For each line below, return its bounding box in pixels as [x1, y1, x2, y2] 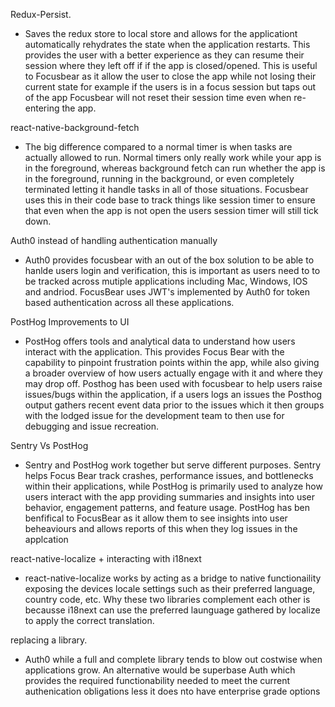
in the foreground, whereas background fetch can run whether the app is [24, 162, 326, 174]
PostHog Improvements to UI [10, 316, 130, 328]
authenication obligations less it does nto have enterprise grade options [24, 685, 321, 697]
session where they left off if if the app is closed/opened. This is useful [24, 60, 318, 71]
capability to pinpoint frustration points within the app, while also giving [24, 357, 320, 368]
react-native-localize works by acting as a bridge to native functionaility [24, 572, 322, 584]
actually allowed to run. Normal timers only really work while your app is [24, 152, 322, 163]
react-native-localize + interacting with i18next [10, 553, 202, 564]
